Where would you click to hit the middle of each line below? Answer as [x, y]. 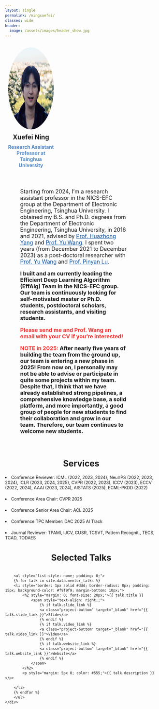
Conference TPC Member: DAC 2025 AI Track [57, 521]
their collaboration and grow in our [65, 419]
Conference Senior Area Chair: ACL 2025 [52, 510]
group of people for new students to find [73, 412]
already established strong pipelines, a [71, 393]
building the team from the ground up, [70, 355]
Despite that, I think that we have [63, 387]
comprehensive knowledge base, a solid [73, 399]
